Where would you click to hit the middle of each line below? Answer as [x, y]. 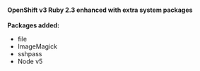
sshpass [30, 54]
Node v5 [30, 62]
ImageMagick [37, 46]
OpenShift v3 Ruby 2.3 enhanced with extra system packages [100, 10]
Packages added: [34, 25]
